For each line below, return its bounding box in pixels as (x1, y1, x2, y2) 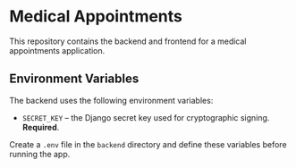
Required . (21, 122, 60, 132)
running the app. (9, 148, 71, 159)
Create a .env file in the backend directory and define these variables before (9, 139, 288, 149)
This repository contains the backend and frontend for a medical (9, 36, 247, 46)
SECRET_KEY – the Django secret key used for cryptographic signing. (21, 112, 270, 122)
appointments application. (9, 45, 106, 55)
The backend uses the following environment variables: (9, 95, 214, 105)
